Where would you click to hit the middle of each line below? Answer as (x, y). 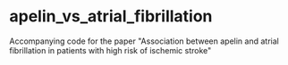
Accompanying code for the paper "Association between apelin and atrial (144, 41)
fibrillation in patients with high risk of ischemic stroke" (110, 50)
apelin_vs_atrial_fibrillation (111, 16)
